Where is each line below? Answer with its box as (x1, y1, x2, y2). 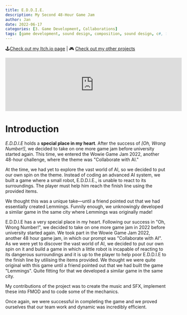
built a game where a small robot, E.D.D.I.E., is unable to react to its (5, 177, 147, 183)
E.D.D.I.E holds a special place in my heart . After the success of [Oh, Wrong (5, 140, 166, 146)
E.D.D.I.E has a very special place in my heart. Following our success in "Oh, (5, 218, 166, 225)
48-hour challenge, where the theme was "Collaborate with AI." (5, 156, 139, 163)
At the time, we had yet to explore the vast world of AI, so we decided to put (5, 166, 166, 172)
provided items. (5, 188, 38, 194)
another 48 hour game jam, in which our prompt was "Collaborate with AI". (5, 235, 162, 241)
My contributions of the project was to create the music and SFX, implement (5, 283, 166, 289)
